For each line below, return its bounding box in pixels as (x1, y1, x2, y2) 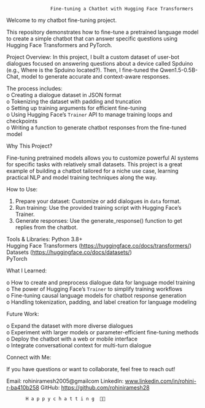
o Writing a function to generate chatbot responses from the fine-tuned (6, 124, 187, 131)
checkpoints (6, 117, 38, 125)
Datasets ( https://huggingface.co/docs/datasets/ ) (6, 248, 132, 256)
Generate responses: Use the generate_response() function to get (15, 217, 182, 224)
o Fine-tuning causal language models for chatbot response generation (6, 292, 187, 299)
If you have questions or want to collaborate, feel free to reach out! (6, 366, 176, 372)
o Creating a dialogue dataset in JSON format (6, 91, 122, 98)
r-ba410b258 (6, 384, 40, 391)
